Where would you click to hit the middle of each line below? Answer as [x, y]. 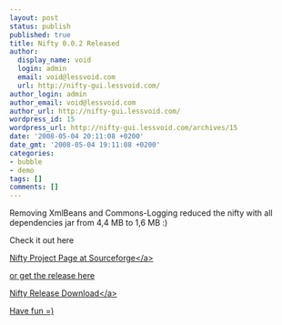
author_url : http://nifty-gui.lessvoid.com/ [95, 111]
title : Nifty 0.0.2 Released [65, 43]
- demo [22, 170]
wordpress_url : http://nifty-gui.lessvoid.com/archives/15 [124, 128]
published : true [40, 35]
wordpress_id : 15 [42, 119]
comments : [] [34, 188]
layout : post [34, 18]
